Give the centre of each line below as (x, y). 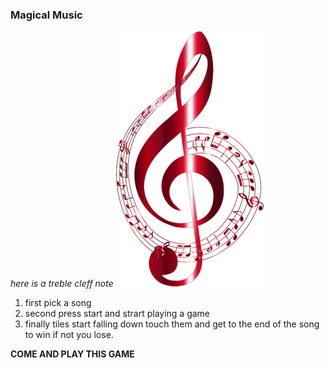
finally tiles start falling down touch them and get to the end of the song (172, 324)
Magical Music (46, 15)
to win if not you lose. (69, 335)
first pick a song (58, 303)
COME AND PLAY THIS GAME (72, 354)
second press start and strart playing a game (117, 314)
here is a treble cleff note (62, 284)
